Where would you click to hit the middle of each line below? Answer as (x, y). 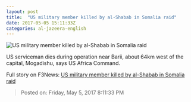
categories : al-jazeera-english (46, 28)
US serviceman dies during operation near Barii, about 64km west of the (95, 57)
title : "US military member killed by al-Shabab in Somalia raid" (92, 17)
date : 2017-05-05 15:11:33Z (41, 23)
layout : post (22, 12)
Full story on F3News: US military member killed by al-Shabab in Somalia (95, 75)
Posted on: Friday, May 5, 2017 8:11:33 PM (72, 92)
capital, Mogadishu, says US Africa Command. (63, 63)
